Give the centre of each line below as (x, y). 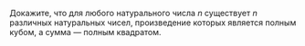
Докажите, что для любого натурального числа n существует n (134, 13)
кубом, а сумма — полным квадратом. (85, 32)
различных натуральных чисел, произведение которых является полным (153, 23)
